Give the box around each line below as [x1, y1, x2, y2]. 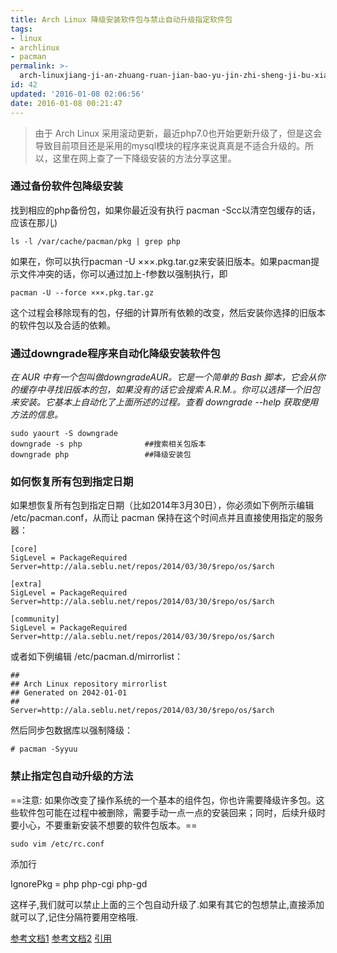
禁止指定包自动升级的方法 [10, 769, 134, 783]
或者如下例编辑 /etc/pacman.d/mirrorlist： [10, 651, 184, 663]
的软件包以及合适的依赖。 [10, 319, 116, 331]
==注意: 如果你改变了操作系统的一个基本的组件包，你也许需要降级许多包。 [10, 794, 317, 806]
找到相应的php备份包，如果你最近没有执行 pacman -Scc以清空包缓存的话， [10, 204, 321, 216]
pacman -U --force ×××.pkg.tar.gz [10, 287, 155, 298]
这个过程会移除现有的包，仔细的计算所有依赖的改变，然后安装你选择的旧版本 [10, 306, 326, 318]
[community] [10, 614, 60, 625]
